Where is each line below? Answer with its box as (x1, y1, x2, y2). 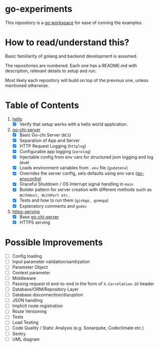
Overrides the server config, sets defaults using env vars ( (19, 170, 137, 176)
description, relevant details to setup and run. (5, 68, 97, 74)
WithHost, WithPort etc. (19, 193, 70, 198)
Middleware (12, 275, 36, 281)
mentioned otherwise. (5, 82, 49, 88)
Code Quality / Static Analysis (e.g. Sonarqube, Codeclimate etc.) (12, 325, 144, 331)
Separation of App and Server (19, 137, 80, 143)
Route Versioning (12, 308, 47, 315)
